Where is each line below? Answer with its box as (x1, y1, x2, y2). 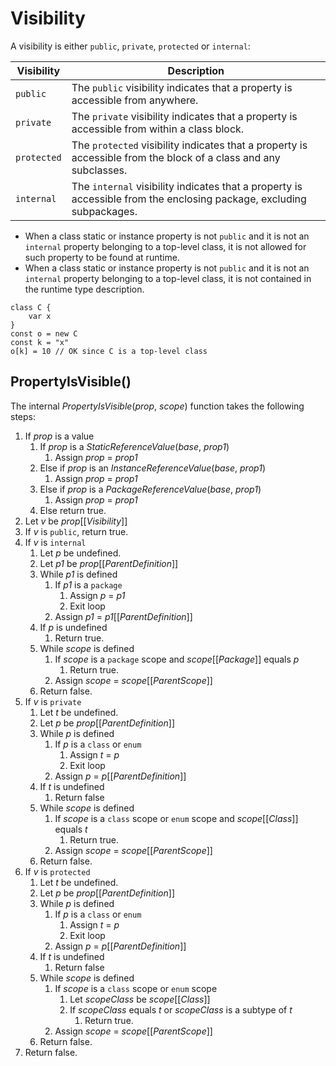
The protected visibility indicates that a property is (71, 138, 308, 152)
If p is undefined (39, 621, 108, 633)
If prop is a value (24, 430, 95, 442)
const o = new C (10, 328, 78, 339)
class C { (10, 302, 52, 312)
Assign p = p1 (69, 589, 126, 601)
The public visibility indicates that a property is (71, 80, 293, 94)
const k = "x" (10, 337, 70, 347)
